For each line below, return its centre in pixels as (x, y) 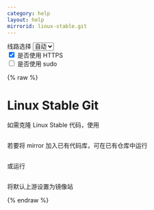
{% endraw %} (28, 200)
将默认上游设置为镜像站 (40, 187)
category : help (29, 13)
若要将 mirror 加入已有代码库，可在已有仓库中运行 (77, 146)
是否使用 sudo (37, 64)
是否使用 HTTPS (40, 55)
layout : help (26, 20)
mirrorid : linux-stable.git (47, 26)
